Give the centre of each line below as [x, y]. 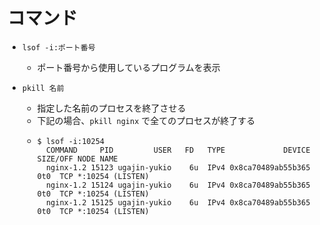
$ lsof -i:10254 [70, 141]
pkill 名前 [43, 88]
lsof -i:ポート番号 [58, 47]
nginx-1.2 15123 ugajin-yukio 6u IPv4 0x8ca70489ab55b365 [178, 167]
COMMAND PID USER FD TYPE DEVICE [178, 150]
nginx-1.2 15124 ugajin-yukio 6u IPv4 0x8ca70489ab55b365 [178, 185]
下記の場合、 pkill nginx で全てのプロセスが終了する [146, 120]
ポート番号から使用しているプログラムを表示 [128, 67]
